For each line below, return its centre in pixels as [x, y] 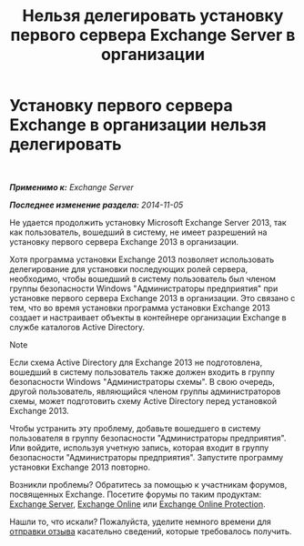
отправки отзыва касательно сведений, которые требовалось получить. [151, 531]
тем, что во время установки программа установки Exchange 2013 [140, 308]
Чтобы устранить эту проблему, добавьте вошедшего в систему [135, 428]
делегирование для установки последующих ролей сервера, [129, 268]
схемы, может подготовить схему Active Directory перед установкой [143, 400]
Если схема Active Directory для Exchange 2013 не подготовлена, [136, 362]
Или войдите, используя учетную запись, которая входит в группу [139, 448]
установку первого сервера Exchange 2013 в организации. [124, 241]
